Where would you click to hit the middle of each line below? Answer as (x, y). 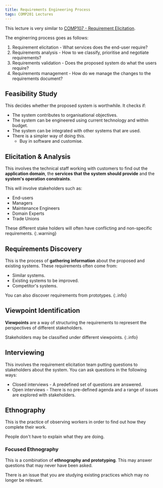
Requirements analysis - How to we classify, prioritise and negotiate (80, 52)
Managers (22, 203)
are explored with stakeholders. (44, 395)
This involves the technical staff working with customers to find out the (76, 168)
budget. (20, 126)
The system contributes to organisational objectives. (65, 115)
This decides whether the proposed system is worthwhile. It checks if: (76, 105)
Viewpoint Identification (43, 311)
